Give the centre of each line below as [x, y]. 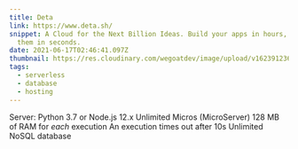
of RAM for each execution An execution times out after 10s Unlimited [136, 126]
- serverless [41, 75]
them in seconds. [49, 42]
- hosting [35, 91]
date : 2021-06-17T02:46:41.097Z [69, 51]
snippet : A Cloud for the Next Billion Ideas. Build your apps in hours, [149, 34]
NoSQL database [40, 136]
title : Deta [31, 17]
